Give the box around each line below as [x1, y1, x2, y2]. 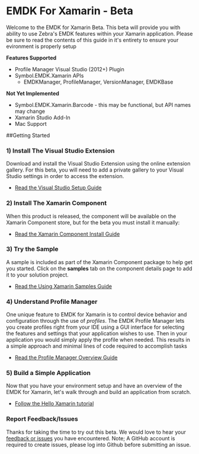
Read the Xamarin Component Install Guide [14, 230, 120, 237]
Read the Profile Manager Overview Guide [14, 354, 118, 361]
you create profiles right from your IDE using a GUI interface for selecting [6, 323, 185, 331]
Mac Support [14, 120, 47, 127]
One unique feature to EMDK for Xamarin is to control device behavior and [6, 311, 187, 318]
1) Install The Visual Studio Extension [6, 147, 115, 155]
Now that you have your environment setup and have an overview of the [6, 382, 182, 389]
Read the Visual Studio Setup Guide [14, 184, 102, 191]
